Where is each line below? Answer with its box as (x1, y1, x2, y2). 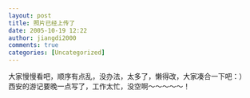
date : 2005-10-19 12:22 (8, 26, 88, 34)
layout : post (8, 11, 52, 20)
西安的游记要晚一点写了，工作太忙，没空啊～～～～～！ (8, 81, 190, 91)
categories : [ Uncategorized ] (8, 49, 105, 57)
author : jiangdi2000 (8, 33, 77, 42)
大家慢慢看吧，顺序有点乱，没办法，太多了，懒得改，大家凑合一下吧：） (8, 72, 246, 80)
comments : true (8, 41, 59, 49)
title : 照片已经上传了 (8, 19, 76, 27)
